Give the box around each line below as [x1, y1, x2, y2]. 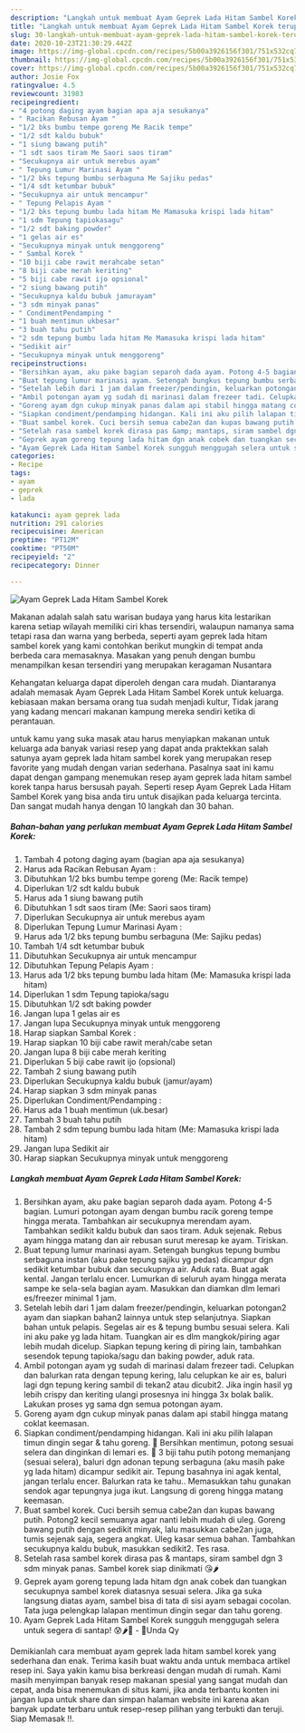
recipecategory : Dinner [10, 560, 100, 570]
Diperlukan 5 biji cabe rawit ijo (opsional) [23, 1056, 176, 1066]
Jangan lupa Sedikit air [23, 1143, 110, 1154]
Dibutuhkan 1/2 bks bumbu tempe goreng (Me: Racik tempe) [23, 872, 249, 884]
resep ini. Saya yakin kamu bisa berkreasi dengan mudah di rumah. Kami [10, 1665, 281, 1676]
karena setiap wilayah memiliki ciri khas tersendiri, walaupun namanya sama [10, 620, 295, 631]
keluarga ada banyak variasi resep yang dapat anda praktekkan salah [10, 743, 269, 754]
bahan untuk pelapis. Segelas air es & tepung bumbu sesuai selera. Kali [23, 1321, 291, 1332]
